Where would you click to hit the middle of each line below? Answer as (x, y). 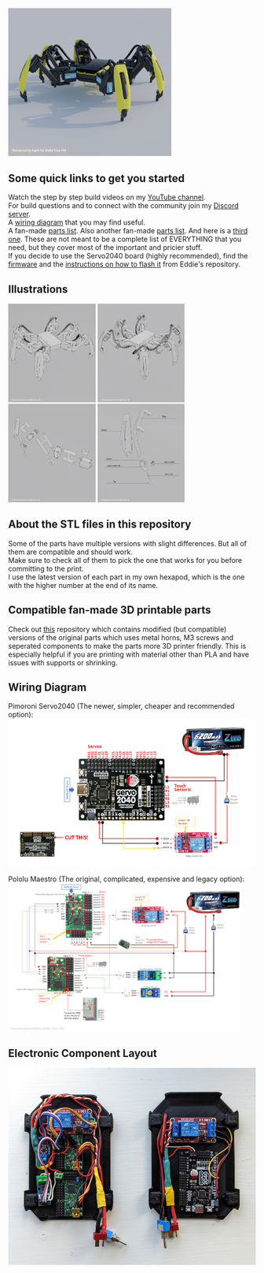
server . (20, 214)
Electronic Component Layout (82, 1053)
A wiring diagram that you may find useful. (77, 222)
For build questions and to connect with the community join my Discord (124, 206)
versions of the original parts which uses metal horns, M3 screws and (121, 637)
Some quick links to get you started (97, 178)
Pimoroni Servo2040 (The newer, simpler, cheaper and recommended (121, 706)
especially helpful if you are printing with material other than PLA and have (129, 654)
